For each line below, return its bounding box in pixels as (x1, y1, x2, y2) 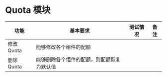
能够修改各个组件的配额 (36, 43, 91, 50)
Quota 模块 (5, 4, 51, 16)
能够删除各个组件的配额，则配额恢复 (36, 56, 121, 63)
